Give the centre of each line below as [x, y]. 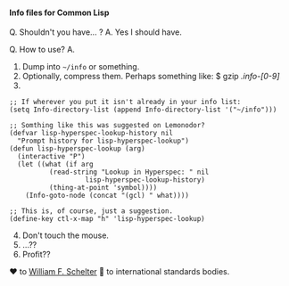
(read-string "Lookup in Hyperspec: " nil [129, 172]
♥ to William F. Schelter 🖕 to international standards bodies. [120, 272]
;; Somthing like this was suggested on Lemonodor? [107, 126]
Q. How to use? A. [42, 50]
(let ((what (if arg [55, 165]
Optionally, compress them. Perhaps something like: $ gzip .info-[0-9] [151, 77]
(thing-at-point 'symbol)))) [103, 188]
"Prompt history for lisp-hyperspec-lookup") [103, 141]
